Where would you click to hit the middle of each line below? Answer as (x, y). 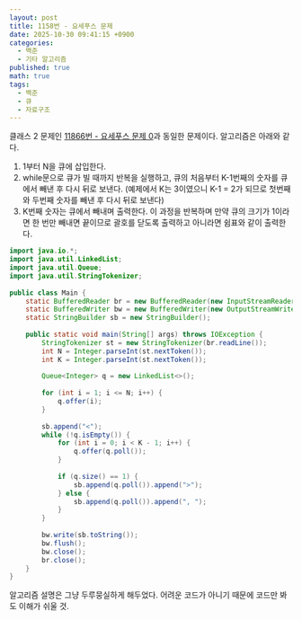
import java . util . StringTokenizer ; (76, 276)
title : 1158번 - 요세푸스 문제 (61, 26)
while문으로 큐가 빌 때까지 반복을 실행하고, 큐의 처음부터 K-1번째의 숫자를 (150, 178)
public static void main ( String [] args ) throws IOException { (144, 334)
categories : (31, 43)
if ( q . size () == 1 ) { (98, 476)
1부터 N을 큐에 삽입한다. (64, 166)
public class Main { (48, 293)
